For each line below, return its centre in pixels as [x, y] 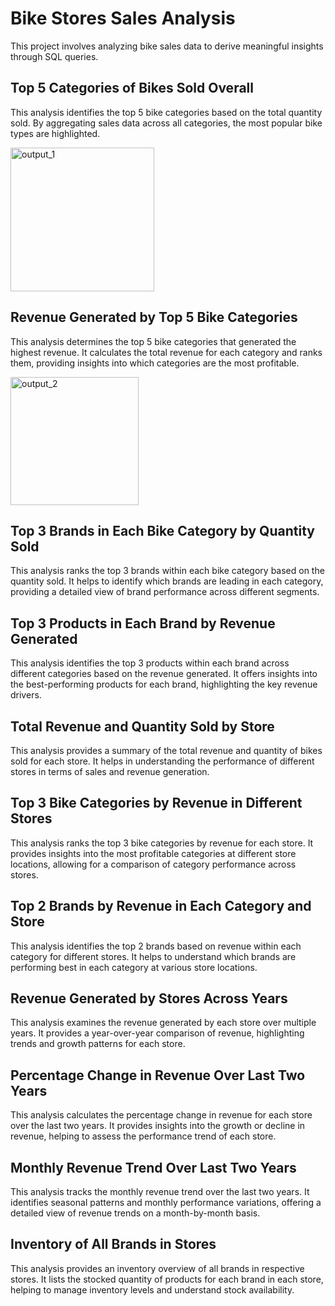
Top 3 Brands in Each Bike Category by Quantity [162, 530]
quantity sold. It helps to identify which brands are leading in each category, [167, 581]
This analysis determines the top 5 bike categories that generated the [153, 341]
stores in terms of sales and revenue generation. [110, 771]
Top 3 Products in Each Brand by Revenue [143, 623]
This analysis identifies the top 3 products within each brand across [150, 663]
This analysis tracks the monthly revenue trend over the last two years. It [160, 1192]
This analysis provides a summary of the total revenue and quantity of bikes [166, 750]
